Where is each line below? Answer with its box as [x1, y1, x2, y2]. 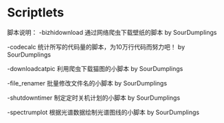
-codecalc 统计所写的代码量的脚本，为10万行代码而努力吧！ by [7, 42, 186, 51]
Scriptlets [7, 5, 64, 20]
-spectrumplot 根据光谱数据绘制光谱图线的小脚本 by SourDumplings [7, 108, 200, 116]
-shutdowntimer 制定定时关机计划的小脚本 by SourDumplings [7, 94, 181, 102]
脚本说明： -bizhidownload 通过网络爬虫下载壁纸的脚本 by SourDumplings [7, 28, 217, 36]
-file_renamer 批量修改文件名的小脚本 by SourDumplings [7, 79, 167, 87]
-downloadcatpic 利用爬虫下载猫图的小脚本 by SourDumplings [7, 64, 183, 72]
